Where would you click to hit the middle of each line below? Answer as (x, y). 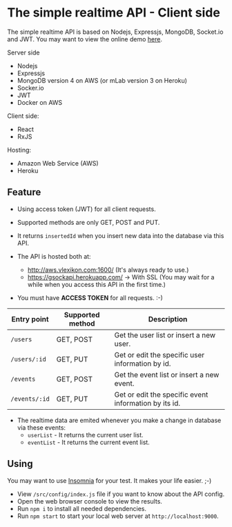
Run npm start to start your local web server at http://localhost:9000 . (118, 516)
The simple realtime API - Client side (114, 13)
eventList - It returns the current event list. (88, 442)
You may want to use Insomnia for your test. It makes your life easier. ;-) (109, 480)
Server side (23, 52)
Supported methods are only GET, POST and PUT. (88, 222)
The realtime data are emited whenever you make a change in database (119, 420)
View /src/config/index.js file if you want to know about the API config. (121, 494)
